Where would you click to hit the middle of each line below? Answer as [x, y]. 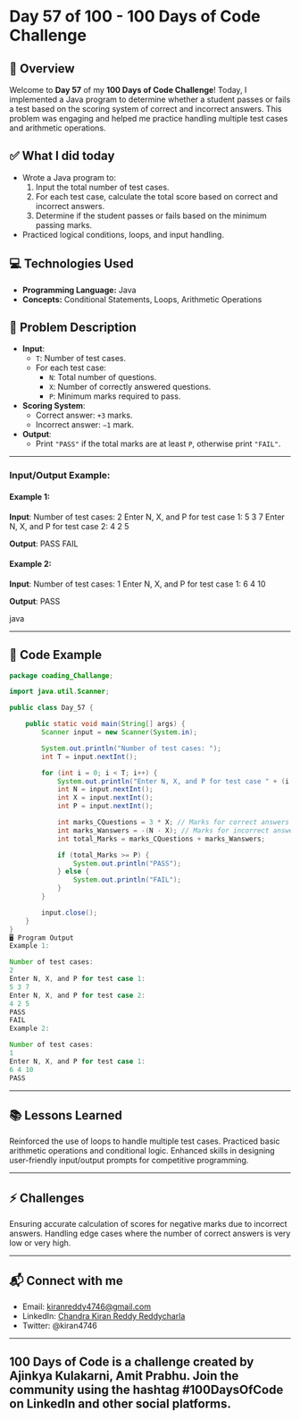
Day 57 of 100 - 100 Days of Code [135, 17]
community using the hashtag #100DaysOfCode [146, 1390]
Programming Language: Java [79, 290]
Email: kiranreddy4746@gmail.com [87, 1306]
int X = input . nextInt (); [105, 798]
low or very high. [40, 1243]
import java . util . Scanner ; [59, 692]
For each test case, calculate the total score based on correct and [157, 196]
